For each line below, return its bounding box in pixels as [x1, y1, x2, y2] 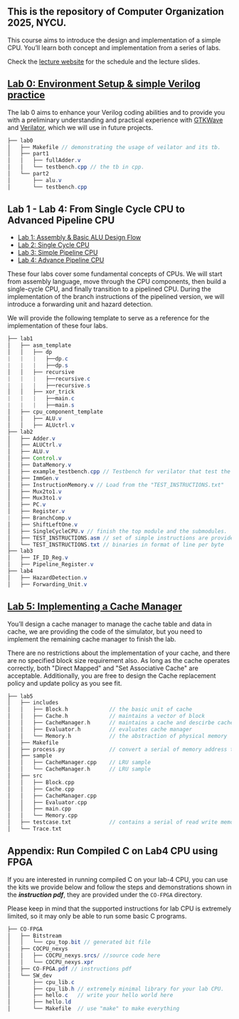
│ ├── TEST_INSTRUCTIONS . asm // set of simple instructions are [7, 534, 208, 542]
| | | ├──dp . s [7, 362, 69, 369]
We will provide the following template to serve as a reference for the [7, 314, 210, 323]
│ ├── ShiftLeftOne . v [7, 521, 78, 528]
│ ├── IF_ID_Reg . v [7, 554, 69, 562]
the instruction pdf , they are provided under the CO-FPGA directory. [7, 890, 203, 898]
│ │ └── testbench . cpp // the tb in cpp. [7, 163, 144, 171]
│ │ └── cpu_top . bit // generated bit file [7, 938, 152, 946]
